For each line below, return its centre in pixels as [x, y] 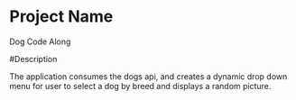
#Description [33, 59]
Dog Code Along [40, 41]
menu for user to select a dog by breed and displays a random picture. [140, 86]
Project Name [61, 17]
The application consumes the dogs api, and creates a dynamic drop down [148, 76]
